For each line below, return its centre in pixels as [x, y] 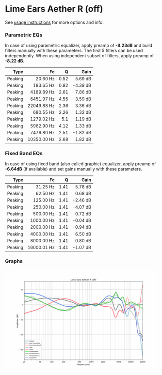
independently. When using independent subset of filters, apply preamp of [80, 56]
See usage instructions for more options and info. [55, 22]
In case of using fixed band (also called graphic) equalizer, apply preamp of [81, 164]
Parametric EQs [24, 35]
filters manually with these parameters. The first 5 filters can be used [74, 51]
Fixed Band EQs [24, 153]
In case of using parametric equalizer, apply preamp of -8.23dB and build [79, 46]
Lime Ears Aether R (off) [54, 9]
